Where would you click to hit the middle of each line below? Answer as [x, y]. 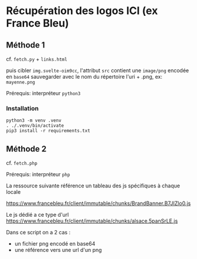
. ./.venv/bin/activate [35, 126]
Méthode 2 [26, 149]
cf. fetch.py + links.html [37, 59]
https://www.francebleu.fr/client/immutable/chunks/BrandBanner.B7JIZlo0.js [98, 203]
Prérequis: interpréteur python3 [43, 93]
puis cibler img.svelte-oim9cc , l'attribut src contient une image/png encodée [98, 70]
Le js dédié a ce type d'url [38, 215]
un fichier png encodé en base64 [55, 244]
